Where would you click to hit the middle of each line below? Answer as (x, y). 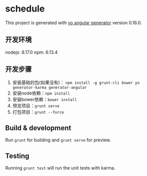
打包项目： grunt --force (38, 112)
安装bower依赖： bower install (45, 99)
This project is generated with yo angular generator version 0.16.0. (73, 23)
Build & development (38, 128)
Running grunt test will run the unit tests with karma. (60, 168)
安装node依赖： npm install (41, 93)
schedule (25, 9)
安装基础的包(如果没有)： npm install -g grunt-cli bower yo (76, 82)
